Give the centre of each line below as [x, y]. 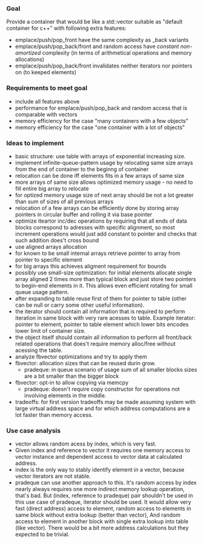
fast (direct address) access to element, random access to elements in [103, 509]
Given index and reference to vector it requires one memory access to [102, 450]
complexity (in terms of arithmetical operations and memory [117, 53]
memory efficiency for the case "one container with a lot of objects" [100, 127]
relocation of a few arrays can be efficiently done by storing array [97, 207]
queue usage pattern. [42, 292]
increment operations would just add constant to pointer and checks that [106, 234]
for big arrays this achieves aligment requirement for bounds [91, 266]
